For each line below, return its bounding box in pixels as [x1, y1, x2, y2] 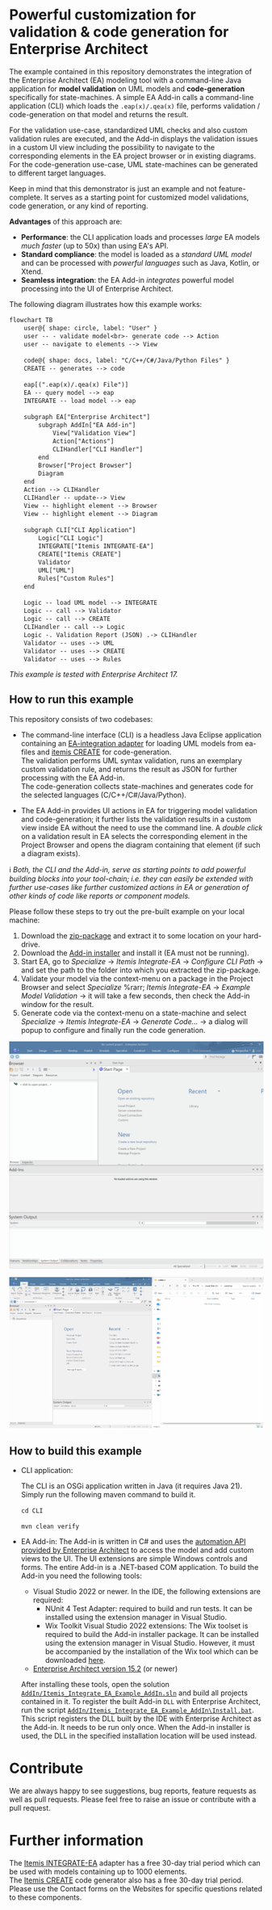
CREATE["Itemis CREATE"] [38, 550, 122, 558]
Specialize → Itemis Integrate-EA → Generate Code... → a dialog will [20, 1016, 249, 1026]
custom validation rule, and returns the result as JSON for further [20, 764, 237, 774]
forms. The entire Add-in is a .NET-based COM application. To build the [20, 1562, 259, 1572]
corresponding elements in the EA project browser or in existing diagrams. [9, 151, 257, 161]
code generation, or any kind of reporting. [9, 200, 149, 211]
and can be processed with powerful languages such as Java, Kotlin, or [20, 258, 260, 267]
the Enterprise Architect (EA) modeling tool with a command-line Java [9, 75, 241, 85]
